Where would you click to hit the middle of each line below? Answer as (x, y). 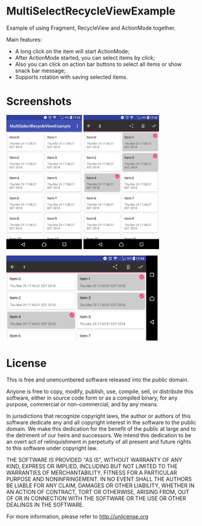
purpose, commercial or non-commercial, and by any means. (82, 404)
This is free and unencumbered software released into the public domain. (98, 380)
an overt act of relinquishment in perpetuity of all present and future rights (99, 442)
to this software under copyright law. (52, 448)
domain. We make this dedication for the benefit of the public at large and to (101, 429)
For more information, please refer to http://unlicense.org (77, 517)
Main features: (24, 39)
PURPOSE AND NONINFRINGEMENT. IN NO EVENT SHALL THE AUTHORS (99, 479)
